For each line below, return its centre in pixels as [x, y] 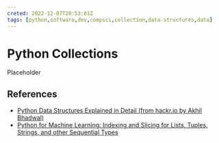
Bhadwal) [30, 118]
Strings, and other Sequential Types [67, 132]
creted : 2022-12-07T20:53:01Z [50, 13]
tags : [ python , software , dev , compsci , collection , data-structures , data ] [110, 20]
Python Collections [63, 54]
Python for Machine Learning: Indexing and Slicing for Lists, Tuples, [112, 125]
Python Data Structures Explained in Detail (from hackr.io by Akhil [109, 111]
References [32, 94]
